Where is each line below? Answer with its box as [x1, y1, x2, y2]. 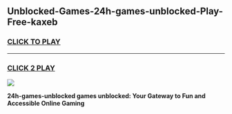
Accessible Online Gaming [7, 99, 85, 107]
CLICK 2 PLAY [7, 63, 55, 73]
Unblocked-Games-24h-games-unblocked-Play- [7, 6, 223, 17]
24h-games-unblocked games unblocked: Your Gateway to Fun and [7, 91, 206, 99]
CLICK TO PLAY [7, 37, 61, 47]
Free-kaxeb [7, 17, 58, 28]
